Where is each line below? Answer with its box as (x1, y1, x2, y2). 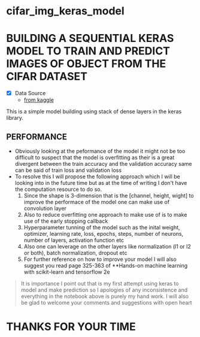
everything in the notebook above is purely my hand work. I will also (20, 293, 189, 300)
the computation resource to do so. (14, 186, 102, 193)
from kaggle (23, 96, 54, 104)
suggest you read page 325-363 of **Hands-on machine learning (23, 262, 188, 269)
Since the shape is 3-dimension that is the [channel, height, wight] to (23, 192, 194, 199)
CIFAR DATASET (6, 70, 88, 83)
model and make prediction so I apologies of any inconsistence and (20, 286, 187, 293)
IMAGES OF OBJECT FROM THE (6, 57, 166, 71)
